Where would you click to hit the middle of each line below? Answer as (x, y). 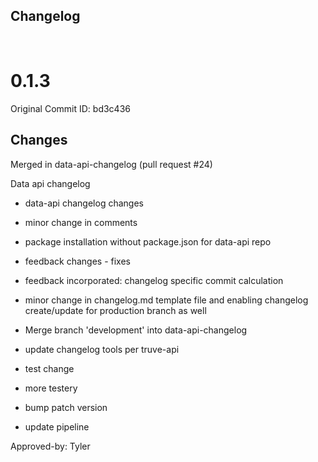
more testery (51, 388)
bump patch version (66, 407)
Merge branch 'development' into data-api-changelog (136, 330)
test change (49, 368)
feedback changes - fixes (77, 261)
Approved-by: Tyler (50, 446)
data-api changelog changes (84, 203)
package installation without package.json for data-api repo (148, 241)
